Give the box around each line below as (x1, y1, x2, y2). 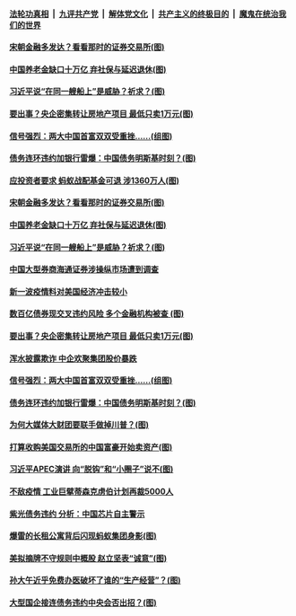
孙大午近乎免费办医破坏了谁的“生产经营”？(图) (9, 575, 181, 585)
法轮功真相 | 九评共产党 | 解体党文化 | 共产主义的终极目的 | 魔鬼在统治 (9, 8, 279, 19)
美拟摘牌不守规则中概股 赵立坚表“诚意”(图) (9, 552, 168, 563)
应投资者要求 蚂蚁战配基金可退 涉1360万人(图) (9, 175, 179, 186)
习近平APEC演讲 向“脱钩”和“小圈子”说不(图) (9, 463, 174, 475)
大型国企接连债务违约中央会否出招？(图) (9, 597, 157, 608)
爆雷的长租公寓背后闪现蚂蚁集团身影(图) (9, 531, 157, 541)
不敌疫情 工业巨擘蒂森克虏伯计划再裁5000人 (9, 486, 174, 497)
